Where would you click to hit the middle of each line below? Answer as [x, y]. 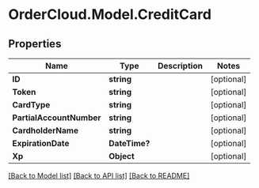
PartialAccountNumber [57, 118]
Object [122, 156]
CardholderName [46, 130]
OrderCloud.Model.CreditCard [110, 15]
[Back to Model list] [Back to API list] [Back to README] [99, 176]
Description [180, 66]
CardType [31, 105]
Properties [35, 44]
